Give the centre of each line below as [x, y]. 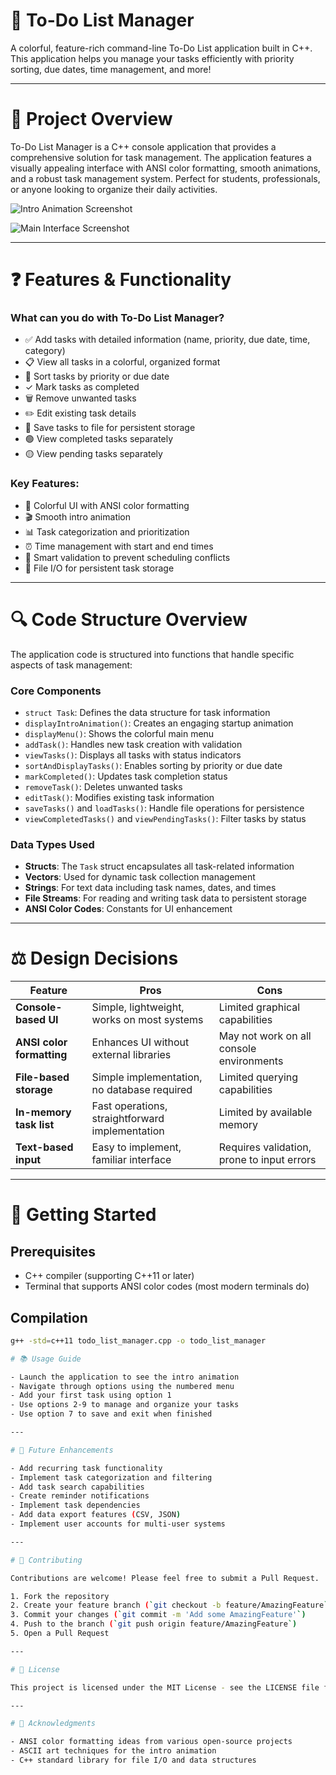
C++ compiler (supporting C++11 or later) [109, 1276]
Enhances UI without [140, 1042]
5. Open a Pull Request [60, 1634]
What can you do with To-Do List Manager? [117, 317]
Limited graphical [259, 1007]
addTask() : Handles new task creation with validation [133, 744]
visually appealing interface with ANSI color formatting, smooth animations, [165, 168]
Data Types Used [52, 844]
